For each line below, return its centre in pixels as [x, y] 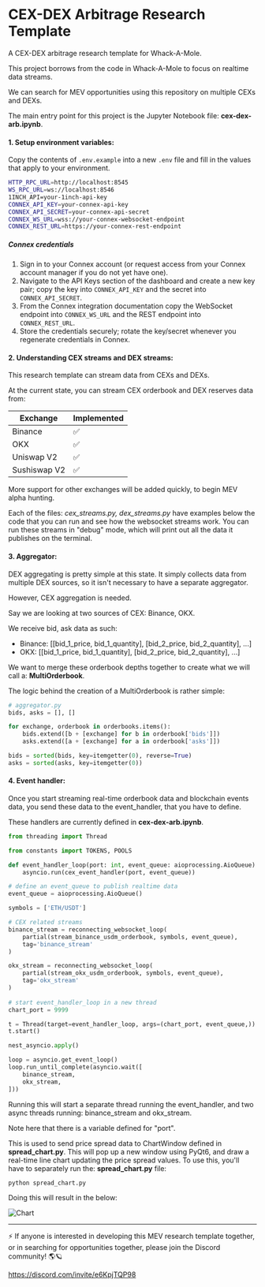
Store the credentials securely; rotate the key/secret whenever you [128, 331]
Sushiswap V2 [39, 470]
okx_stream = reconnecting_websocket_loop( [81, 966]
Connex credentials [41, 244]
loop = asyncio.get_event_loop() [63, 1060]
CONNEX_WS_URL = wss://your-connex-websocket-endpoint [97, 219]
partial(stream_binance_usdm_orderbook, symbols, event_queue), [130, 937]
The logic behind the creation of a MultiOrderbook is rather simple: [117, 691]
